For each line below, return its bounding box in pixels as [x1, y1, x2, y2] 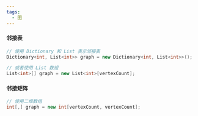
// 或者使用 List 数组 [6, 65, 59, 71]
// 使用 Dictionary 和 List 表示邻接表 [6, 48, 101, 54]
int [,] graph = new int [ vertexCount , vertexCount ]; [6, 104, 141, 111]
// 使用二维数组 [6, 98, 42, 104]
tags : [6, 9, 20, 15]
